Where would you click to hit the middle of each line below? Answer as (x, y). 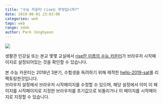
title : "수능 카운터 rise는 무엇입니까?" (42, 10)
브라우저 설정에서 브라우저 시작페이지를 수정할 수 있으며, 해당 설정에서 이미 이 (79, 84)
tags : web (15, 23)
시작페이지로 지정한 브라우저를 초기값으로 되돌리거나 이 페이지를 (79, 91)
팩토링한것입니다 (21, 78)
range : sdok (17, 28)
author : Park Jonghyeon (29, 32)
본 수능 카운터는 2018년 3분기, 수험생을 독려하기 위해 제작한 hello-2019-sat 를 (79, 72)
